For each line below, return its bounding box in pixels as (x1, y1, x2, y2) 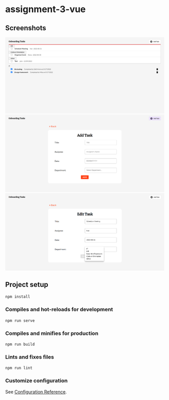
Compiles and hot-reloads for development (5, 306, 114, 313)
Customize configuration (5, 377, 68, 384)
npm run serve (5, 318, 35, 323)
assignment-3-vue (5, 4, 86, 15)
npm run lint (5, 366, 33, 371)
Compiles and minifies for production (5, 329, 98, 336)
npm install (5, 294, 30, 300)
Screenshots (5, 24, 46, 32)
